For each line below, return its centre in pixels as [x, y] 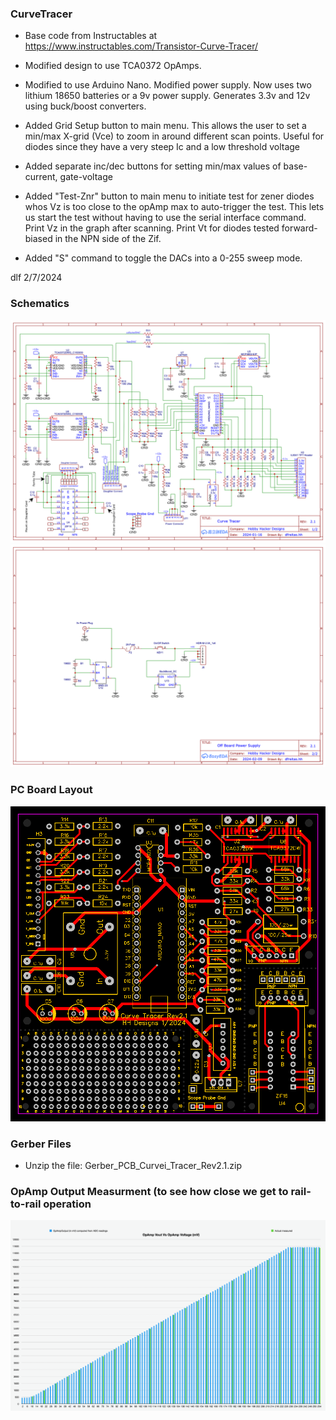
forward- [299, 228]
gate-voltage [86, 177]
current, [41, 177]
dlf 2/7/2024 [36, 278]
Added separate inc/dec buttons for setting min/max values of [153, 166]
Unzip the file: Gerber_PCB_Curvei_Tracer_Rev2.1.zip [133, 1165]
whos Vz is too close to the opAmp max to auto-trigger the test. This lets [174, 207]
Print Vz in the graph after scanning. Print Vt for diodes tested [152, 228]
